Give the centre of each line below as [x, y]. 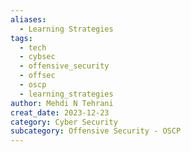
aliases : [28, 19]
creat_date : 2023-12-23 [60, 112]
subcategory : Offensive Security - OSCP [96, 131]
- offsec [37, 76]
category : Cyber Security [64, 122]
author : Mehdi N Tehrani [62, 103]
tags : [21, 38]
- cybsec [37, 57]
